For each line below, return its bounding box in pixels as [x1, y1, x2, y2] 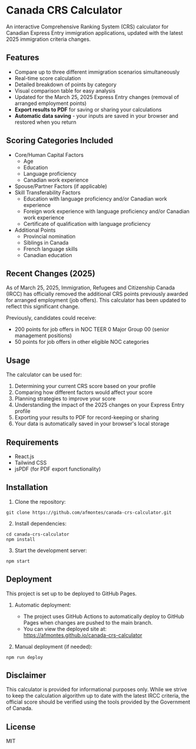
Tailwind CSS [14, 459, 47, 466]
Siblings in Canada [23, 239, 69, 246]
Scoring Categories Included [6, 136, 113, 146]
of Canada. [6, 705, 33, 712]
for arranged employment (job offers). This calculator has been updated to [6, 297, 187, 304]
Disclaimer [6, 671, 46, 681]
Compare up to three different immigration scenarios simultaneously [14, 68, 180, 75]
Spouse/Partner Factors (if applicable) [14, 182, 107, 189]
